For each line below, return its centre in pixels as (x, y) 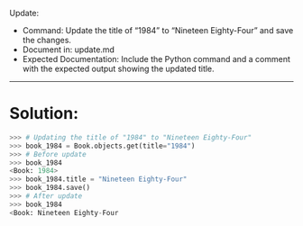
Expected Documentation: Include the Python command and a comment (156, 59)
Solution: (44, 114)
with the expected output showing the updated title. (118, 68)
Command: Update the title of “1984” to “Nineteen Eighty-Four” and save (158, 30)
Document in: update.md (69, 50)
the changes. (47, 40)
